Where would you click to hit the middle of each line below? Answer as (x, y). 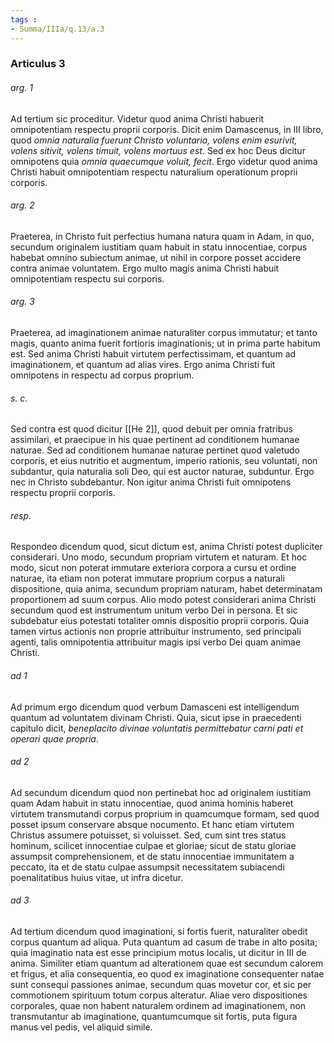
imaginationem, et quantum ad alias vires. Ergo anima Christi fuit (143, 365)
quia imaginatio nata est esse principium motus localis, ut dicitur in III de (158, 953)
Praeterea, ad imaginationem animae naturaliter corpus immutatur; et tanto (164, 333)
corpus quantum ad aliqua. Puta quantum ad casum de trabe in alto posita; (164, 942)
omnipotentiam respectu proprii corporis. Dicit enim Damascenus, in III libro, (167, 129)
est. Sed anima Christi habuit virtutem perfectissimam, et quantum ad (153, 354)
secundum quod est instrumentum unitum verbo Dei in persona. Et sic (154, 610)
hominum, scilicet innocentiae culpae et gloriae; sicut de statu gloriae (153, 845)
